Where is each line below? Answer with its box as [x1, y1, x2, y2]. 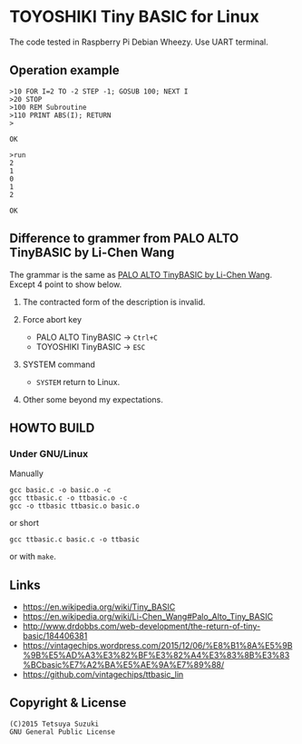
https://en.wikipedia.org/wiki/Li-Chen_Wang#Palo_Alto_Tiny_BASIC [22, 611, 274, 622]
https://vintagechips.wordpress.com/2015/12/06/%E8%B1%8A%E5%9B [22, 640, 293, 651]
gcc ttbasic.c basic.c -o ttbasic [9, 535, 141, 544]
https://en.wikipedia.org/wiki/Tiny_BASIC [22, 601, 176, 612]
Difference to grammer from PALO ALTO [9, 231, 239, 246]
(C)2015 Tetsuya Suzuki [9, 719, 100, 729]
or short [9, 518, 39, 529]
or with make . [9, 551, 56, 562]
